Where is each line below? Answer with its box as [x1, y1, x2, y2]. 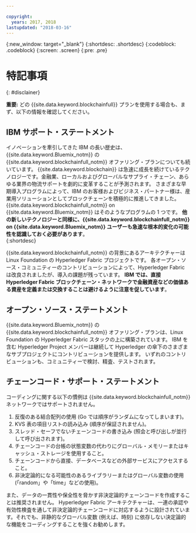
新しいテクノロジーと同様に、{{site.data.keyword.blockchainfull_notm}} [11, 216, 190, 223]
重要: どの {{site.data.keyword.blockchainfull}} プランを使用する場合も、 [6, 101, 181, 108]
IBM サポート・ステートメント [6, 127, 115, 137]
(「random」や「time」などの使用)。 [14, 479, 102, 486]
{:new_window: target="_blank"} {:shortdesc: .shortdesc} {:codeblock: [6, 40, 177, 47]
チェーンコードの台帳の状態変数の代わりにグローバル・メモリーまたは [14, 442, 184, 449]
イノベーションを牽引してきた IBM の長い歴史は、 [6, 144, 126, 151]
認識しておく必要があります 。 [16, 231, 88, 238]
